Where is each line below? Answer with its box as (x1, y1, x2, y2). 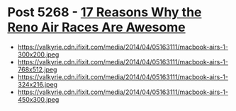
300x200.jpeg (17, 50, 60, 59)
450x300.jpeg (17, 95, 60, 103)
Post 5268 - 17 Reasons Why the (7, 4, 202, 21)
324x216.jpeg (17, 80, 58, 88)
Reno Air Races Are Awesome (7, 19, 186, 35)
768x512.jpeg (17, 65, 57, 74)
